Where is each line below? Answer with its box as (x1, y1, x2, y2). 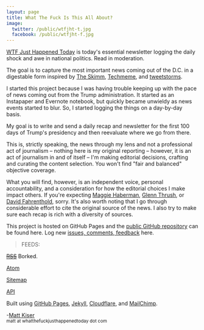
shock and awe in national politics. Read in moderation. (6, 55, 145, 62)
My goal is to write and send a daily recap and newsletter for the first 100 (6, 122, 190, 130)
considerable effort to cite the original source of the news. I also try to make (6, 205, 197, 212)
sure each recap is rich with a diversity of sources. (6, 211, 133, 218)
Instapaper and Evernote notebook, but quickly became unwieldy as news (6, 98, 192, 105)
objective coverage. (6, 167, 56, 174)
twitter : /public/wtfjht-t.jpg (12, 26, 91, 32)
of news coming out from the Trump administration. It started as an (6, 91, 175, 99)
